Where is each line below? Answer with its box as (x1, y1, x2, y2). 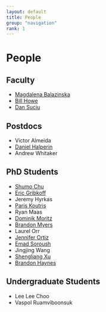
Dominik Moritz (14, 214, 52, 222)
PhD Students (6, 167, 58, 177)
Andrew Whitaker (14, 150, 58, 157)
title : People (6, 14, 42, 20)
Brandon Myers (14, 221, 53, 228)
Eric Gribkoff (14, 189, 46, 196)
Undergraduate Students (6, 277, 101, 287)
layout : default (6, 8, 46, 15)
